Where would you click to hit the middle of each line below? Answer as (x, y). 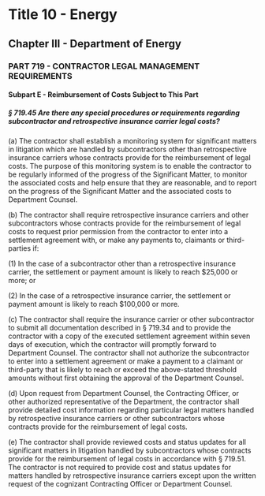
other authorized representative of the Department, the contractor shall (124, 402)
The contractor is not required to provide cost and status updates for (120, 468)
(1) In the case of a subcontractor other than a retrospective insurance (122, 264)
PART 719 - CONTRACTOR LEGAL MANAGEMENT (104, 66)
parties (20, 248)
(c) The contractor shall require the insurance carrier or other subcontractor (131, 319)
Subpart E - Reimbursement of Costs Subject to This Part (103, 95)
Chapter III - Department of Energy (95, 44)
